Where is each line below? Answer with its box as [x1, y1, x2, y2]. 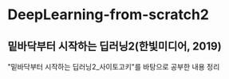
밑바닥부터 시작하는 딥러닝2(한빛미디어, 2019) [7, 39, 222, 53]
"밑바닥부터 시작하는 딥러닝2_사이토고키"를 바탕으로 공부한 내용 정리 [7, 62, 220, 71]
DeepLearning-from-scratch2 [7, 6, 209, 24]
